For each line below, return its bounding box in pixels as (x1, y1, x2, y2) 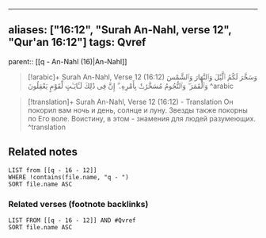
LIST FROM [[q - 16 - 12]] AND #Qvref (8, 216, 136, 225)
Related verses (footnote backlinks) (8, 198, 149, 209)
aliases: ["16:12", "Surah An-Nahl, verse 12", (8, 23, 232, 36)
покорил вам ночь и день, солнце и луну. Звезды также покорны (27, 105, 248, 115)
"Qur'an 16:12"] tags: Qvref (8, 36, 146, 49)
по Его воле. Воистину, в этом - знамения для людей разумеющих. (27, 113, 256, 123)
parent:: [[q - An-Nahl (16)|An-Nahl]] (8, 56, 127, 66)
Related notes (8, 145, 78, 159)
